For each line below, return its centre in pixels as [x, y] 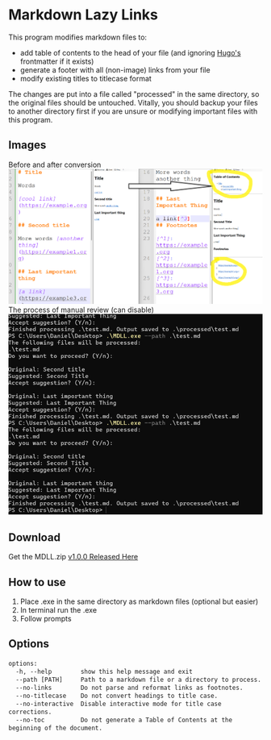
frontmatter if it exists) [57, 61]
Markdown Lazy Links [83, 15]
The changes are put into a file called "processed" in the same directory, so [134, 94]
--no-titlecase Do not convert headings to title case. [117, 696]
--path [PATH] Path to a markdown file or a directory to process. [139, 680]
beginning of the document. [56, 728]
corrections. [30, 712]
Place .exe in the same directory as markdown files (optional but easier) [139, 601]
